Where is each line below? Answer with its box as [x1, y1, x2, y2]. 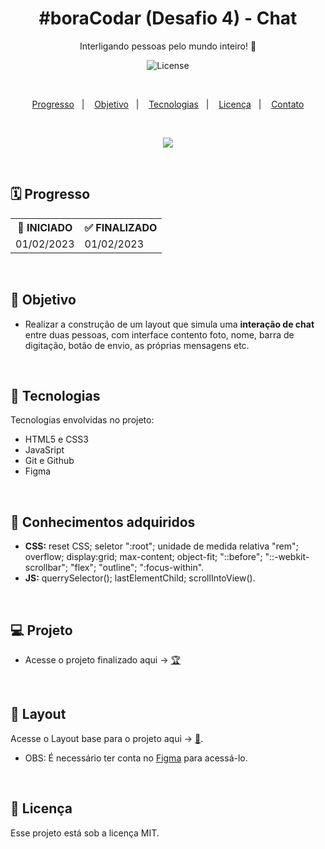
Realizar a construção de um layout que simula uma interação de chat [24, 318, 315, 330]
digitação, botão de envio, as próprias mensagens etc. [24, 339, 250, 351]
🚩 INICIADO [17, 220, 73, 234]
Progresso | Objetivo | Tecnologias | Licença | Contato [31, 98, 305, 110]
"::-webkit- [264, 551, 310, 563]
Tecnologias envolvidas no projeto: [10, 414, 155, 426]
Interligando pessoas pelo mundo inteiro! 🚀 [79, 40, 257, 52]
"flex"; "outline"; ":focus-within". [69, 562, 205, 574]
